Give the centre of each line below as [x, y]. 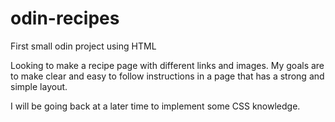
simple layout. [39, 86]
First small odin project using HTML [83, 46]
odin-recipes [65, 18]
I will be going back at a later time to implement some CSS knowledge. [155, 106]
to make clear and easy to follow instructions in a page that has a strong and [167, 76]
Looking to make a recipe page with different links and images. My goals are [167, 65]
